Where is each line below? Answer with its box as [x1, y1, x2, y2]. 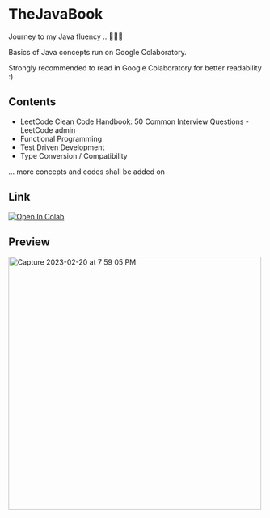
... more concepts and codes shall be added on [8, 167, 166, 176]
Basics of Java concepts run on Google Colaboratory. [8, 47, 188, 57]
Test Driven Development [19, 142, 105, 152]
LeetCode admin [19, 125, 76, 134]
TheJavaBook [8, 5, 103, 23]
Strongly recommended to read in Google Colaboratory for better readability [8, 62, 263, 73]
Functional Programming [19, 134, 103, 143]
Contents [8, 95, 57, 109]
